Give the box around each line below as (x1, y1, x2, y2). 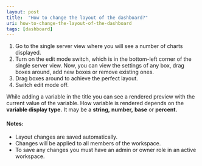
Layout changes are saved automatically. (15, 133, 118, 140)
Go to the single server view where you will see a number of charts (15, 43, 183, 50)
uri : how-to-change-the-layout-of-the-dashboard (6, 20, 132, 26)
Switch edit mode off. (15, 81, 69, 89)
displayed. (15, 49, 41, 57)
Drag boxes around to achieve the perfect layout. (15, 75, 138, 82)
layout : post (6, 9, 40, 15)
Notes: (6, 120, 24, 127)
